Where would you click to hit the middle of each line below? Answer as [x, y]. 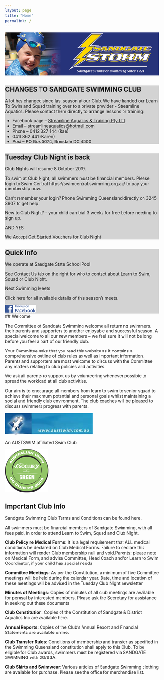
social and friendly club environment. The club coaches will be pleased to [79, 401]
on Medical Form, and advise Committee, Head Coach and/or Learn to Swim [82, 558]
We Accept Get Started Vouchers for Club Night [53, 237]
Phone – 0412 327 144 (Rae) [41, 131]
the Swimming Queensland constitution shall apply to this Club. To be [75, 647]
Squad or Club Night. [26, 279]
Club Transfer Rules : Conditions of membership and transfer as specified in [82, 642]
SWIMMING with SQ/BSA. [31, 657]
